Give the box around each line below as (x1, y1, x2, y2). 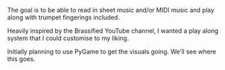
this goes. (7, 55, 36, 63)
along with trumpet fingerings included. (7, 13, 120, 21)
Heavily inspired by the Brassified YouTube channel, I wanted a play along (7, 27, 219, 35)
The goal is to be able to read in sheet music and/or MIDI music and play (7, 6, 215, 14)
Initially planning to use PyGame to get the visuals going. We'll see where (7, 48, 217, 55)
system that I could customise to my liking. (7, 34, 129, 42)
